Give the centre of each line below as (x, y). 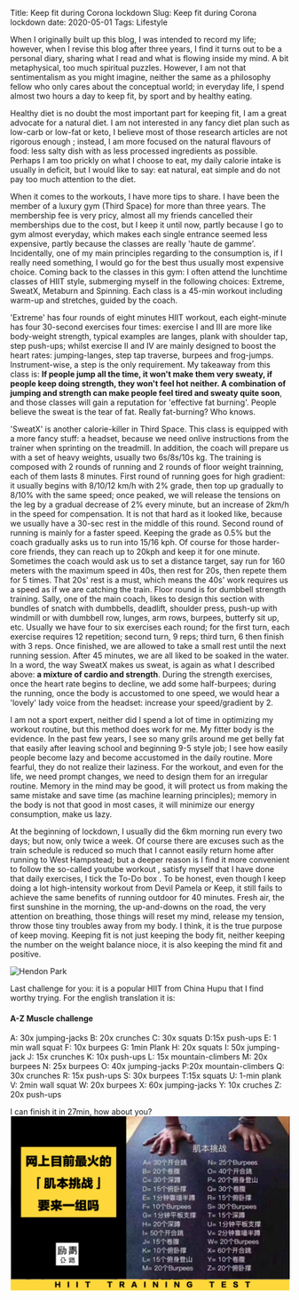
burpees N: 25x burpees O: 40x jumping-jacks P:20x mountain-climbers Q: (147, 1066)
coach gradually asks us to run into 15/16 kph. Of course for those (130, 542)
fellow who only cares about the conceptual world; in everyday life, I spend (147, 87)
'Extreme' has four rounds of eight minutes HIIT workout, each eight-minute (149, 317)
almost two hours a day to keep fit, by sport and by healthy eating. (131, 96)
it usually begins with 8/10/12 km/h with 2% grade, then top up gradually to (147, 486)
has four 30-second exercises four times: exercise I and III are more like (141, 327)
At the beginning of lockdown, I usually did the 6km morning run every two (146, 831)
